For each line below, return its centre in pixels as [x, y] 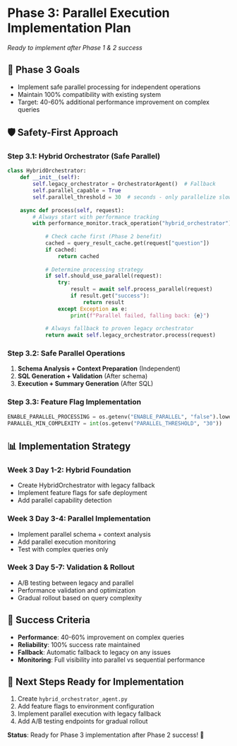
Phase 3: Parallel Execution [89, 13]
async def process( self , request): [72, 210]
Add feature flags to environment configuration [86, 706]
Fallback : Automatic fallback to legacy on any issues [94, 652]
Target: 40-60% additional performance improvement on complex [114, 102]
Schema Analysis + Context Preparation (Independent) [99, 368]
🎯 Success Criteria [49, 620]
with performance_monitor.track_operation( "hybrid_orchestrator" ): [134, 223]
